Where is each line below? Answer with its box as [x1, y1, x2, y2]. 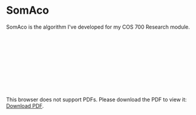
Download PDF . [6, 102, 45, 109]
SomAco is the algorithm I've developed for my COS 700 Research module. [6, 23, 190, 30]
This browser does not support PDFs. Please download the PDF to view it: [6, 96, 187, 103]
